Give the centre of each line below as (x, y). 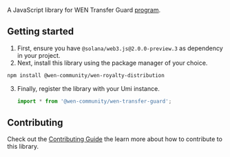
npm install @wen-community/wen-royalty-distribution (86, 75)
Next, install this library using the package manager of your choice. (112, 63)
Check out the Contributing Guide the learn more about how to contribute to (115, 139)
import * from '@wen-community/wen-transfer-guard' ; (94, 101)
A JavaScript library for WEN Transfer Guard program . (84, 10)
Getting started (41, 31)
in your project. (39, 55)
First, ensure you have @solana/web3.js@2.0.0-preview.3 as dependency (120, 48)
